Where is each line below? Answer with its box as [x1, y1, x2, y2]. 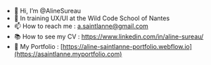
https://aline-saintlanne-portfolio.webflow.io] [62, 43, 192, 50]
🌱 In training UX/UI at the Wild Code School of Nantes [13, 14, 170, 22]
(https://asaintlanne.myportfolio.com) [13, 50, 122, 58]
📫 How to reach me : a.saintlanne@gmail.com [13, 22, 149, 30]
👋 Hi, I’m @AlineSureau [13, 7, 82, 15]
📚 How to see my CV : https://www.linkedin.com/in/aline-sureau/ [13, 32, 204, 41]
